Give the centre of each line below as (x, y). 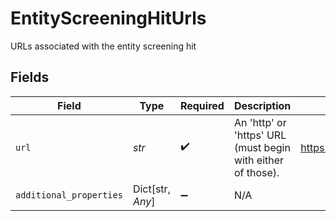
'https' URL (260, 135)
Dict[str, (151, 189)
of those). (256, 172)
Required (202, 105)
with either (259, 160)
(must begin (262, 147)
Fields (30, 77)
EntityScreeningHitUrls (108, 18)
